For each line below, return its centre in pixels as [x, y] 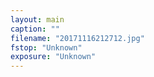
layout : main [37, 19]
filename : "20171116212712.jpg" [77, 38]
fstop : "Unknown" [46, 47]
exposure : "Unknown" [53, 57]
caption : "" [35, 29]
